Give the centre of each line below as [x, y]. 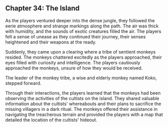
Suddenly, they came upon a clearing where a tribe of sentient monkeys [80, 52]
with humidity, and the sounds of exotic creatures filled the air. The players [83, 31]
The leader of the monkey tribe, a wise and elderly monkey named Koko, [81, 77]
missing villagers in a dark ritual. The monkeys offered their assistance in [81, 109]
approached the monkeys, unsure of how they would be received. [74, 68]
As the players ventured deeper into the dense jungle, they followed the [80, 20]
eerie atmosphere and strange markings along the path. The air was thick [82, 26]
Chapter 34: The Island [42, 8]
